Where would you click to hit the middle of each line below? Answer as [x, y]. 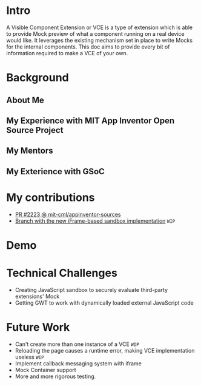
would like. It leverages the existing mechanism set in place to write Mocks [99, 40]
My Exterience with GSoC [55, 171]
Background [38, 78]
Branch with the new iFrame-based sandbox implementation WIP [95, 221]
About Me [25, 100]
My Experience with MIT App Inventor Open [91, 120]
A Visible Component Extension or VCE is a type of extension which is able [100, 27]
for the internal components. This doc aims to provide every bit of [88, 47]
